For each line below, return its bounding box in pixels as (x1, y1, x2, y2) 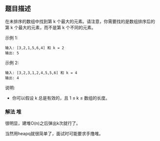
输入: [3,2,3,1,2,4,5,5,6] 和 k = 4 (5, 70, 78, 75)
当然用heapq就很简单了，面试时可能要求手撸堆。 (5, 131, 103, 137)
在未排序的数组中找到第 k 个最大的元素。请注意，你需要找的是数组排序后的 (5, 18, 155, 24)
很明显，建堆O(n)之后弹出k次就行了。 (5, 121, 80, 126)
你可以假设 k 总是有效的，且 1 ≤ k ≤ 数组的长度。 (12, 95, 110, 101)
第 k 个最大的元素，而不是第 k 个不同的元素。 (5, 24, 96, 30)
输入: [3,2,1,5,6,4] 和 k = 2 (5, 45, 64, 50)
